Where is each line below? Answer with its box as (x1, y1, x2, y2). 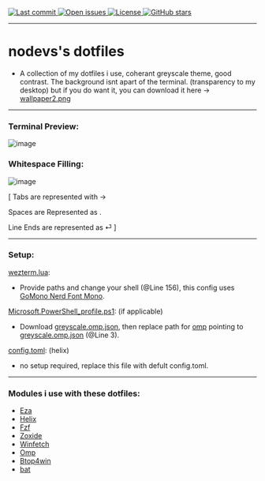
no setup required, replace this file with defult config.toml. (19, 360, 209, 370)
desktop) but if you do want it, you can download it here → (19, 85, 211, 95)
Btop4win (19, 457, 51, 466)
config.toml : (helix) (8, 345, 69, 355)
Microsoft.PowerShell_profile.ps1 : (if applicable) (8, 306, 163, 316)
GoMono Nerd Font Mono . (19, 291, 105, 300)
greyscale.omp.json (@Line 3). (19, 330, 120, 340)
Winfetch (19, 439, 50, 449)
